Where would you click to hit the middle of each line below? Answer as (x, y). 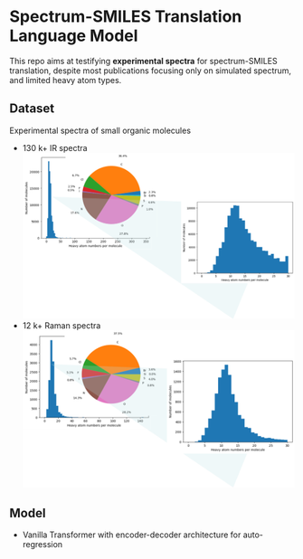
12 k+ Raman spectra (62, 325)
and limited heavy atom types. (66, 80)
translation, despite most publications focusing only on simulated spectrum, (151, 71)
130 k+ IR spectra (55, 147)
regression (43, 545)
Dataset (32, 109)
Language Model (74, 36)
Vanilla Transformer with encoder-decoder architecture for (132, 535)
